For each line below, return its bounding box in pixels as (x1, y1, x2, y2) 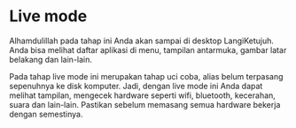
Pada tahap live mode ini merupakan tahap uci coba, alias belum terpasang (9, 71, 284, 81)
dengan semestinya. (9, 109, 83, 119)
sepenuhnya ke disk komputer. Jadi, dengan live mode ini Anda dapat (9, 80, 263, 91)
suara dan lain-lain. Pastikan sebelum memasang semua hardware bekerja (9, 99, 281, 109)
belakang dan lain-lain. (9, 54, 93, 64)
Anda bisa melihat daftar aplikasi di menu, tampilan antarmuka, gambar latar (9, 44, 287, 55)
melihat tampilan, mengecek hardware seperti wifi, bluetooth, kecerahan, (9, 90, 277, 101)
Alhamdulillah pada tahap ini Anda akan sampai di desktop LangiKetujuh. (9, 35, 275, 46)
